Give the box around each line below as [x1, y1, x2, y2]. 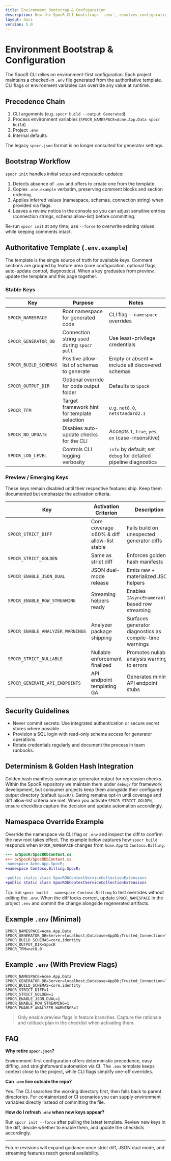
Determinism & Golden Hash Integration [5, 762, 134, 771]
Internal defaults [12, 132, 47, 138]
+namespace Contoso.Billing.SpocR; [5, 866, 81, 871]
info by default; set [108, 446, 155, 453]
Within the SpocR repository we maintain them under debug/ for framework [5, 781, 162, 787]
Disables [62, 425, 83, 432]
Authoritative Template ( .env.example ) [5, 243, 128, 252]
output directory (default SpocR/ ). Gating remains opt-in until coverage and [5, 792, 161, 798]
